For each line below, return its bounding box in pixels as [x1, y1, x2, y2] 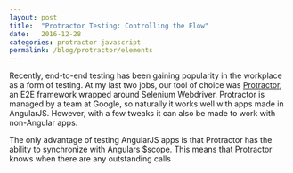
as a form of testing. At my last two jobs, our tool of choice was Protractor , [9, 80, 282, 90]
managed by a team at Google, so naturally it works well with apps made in [9, 98, 284, 109]
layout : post [9, 12, 58, 22]
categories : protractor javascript [9, 37, 142, 47]
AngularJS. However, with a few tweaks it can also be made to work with [9, 108, 276, 119]
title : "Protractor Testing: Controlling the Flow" [9, 21, 209, 30]
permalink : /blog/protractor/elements [9, 46, 153, 55]
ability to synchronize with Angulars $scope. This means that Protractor [9, 144, 273, 155]
